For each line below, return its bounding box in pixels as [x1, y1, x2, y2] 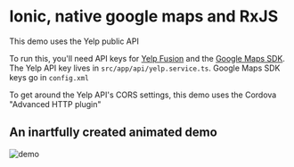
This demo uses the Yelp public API [9, 36, 140, 46]
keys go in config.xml [9, 71, 89, 82]
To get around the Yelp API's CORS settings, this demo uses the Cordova [9, 89, 277, 100]
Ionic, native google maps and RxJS [9, 6, 279, 27]
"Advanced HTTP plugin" [9, 98, 102, 109]
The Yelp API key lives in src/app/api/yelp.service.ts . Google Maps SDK [9, 63, 281, 73]
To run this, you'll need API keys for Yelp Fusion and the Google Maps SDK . [9, 53, 285, 63]
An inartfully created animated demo [9, 125, 218, 140]
